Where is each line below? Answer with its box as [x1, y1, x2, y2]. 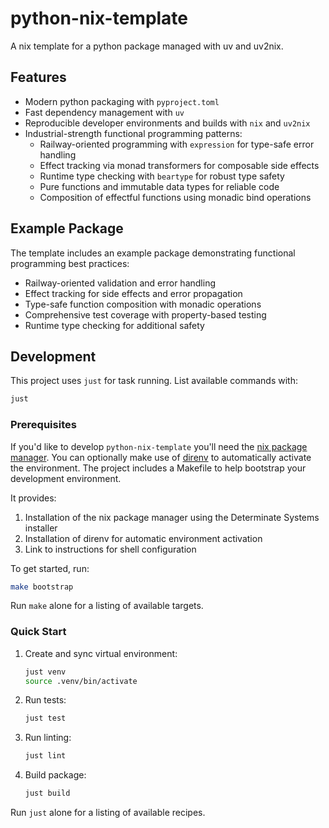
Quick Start [10, 625, 67, 639]
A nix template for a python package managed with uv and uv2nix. [10, 40, 284, 52]
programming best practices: [10, 257, 130, 269]
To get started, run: [10, 562, 90, 574]
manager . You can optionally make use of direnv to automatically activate [10, 451, 312, 463]
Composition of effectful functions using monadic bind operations [39, 191, 312, 203]
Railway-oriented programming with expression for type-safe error [39, 138, 315, 150]
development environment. [10, 472, 122, 484]
